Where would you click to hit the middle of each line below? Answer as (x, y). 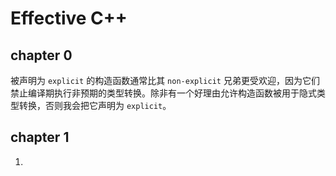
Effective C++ (69, 18)
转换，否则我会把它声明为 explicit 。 (95, 105)
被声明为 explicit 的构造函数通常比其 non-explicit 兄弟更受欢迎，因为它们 (165, 80)
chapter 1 (40, 137)
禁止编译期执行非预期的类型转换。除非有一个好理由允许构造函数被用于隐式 (163, 93)
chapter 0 (41, 55)
